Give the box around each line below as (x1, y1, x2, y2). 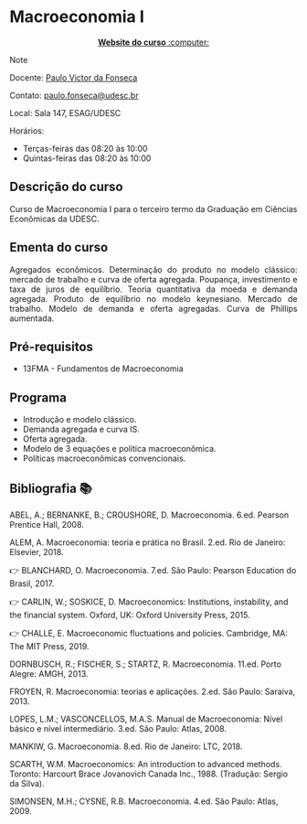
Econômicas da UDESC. (9, 213, 101, 224)
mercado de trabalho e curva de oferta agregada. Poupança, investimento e (9, 273, 298, 284)
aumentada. (9, 313, 55, 324)
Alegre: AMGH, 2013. (9, 669, 89, 679)
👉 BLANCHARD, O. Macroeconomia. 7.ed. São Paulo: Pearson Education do (9, 565, 297, 575)
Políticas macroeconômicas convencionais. (22, 453, 186, 464)
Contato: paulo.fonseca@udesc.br (9, 90, 139, 101)
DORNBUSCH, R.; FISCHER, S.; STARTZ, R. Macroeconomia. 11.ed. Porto (9, 658, 281, 669)
